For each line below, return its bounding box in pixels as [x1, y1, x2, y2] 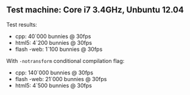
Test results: [6, 21, 38, 28]
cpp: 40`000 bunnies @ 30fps [15, 33, 91, 40]
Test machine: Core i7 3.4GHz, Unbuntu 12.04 [6, 5, 184, 15]
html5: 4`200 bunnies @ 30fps [15, 39, 93, 46]
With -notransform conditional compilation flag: [6, 57, 125, 64]
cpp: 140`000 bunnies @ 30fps [15, 69, 93, 76]
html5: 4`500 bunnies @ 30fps [15, 82, 93, 89]
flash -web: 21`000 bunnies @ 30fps [15, 75, 107, 82]
